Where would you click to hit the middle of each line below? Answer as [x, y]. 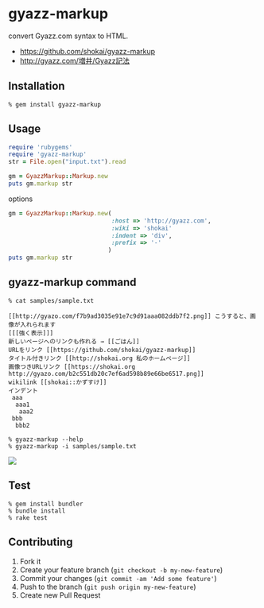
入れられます [38, 324]
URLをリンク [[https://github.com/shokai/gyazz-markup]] [102, 350]
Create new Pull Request [60, 595]
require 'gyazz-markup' [48, 155]
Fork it [30, 561]
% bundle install [37, 511]
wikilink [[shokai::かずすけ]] [58, 382]
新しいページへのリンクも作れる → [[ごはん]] [74, 341]
